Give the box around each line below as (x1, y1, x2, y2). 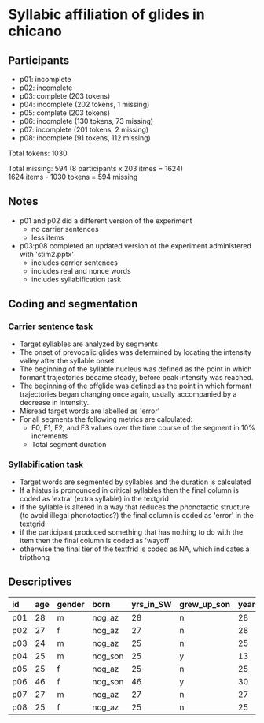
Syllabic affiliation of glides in (8, 6, 206, 24)
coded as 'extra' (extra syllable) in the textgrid (19, 494, 169, 503)
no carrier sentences (31, 224, 100, 233)
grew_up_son (179, 598, 231, 609)
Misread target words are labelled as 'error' (19, 406, 160, 416)
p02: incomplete (19, 83, 73, 92)
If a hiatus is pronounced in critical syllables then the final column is (19, 485, 240, 494)
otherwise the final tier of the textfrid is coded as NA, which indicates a (19, 544, 250, 553)
